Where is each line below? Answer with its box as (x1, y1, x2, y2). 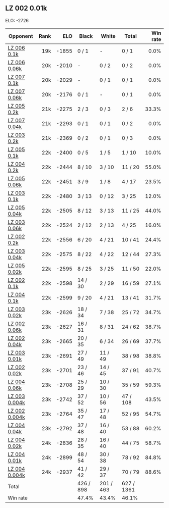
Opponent (8, 32, 34, 39)
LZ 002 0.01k (5, 4, 47, 13)
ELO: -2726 (5, 17, 29, 23)
